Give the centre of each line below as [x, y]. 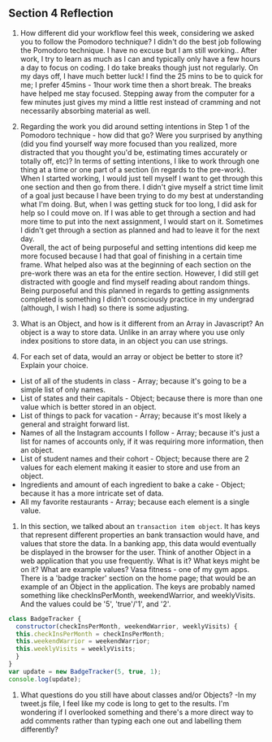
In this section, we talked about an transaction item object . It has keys [140, 526]
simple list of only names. [63, 389]
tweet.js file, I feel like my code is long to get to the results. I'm [125, 703]
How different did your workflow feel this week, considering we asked [137, 33]
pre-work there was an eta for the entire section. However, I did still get [139, 273]
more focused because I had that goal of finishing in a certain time [131, 256]
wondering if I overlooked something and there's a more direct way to [137, 712]
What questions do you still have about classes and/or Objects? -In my [138, 695]
